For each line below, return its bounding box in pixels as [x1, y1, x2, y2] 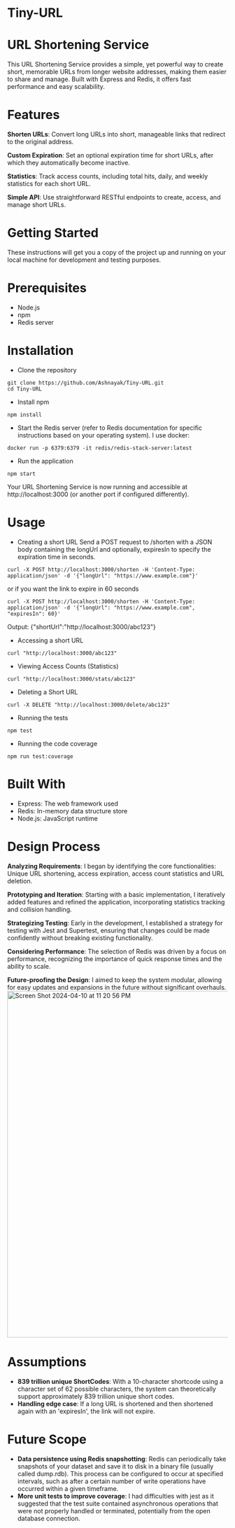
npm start [7, 470, 36, 477]
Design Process [7, 839, 101, 855]
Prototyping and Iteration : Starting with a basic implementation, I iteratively [7, 890, 226, 899]
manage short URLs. [7, 201, 66, 209]
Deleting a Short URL [17, 687, 78, 696]
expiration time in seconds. [17, 552, 96, 561]
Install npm [17, 398, 50, 406]
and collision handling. [7, 905, 72, 913]
